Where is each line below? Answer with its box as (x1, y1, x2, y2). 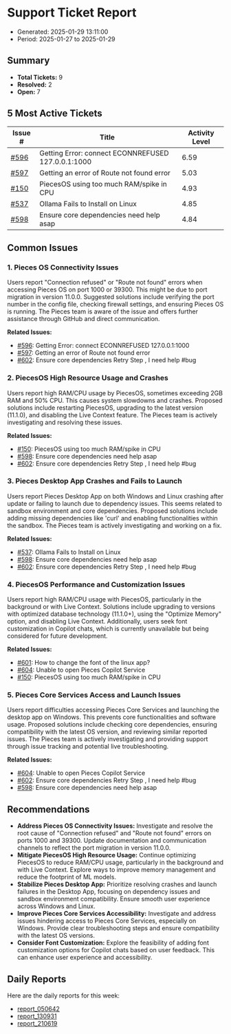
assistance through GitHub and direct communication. (7, 315, 160, 323)
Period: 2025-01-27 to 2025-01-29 (16, 34, 115, 43)
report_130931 (16, 1012, 57, 1020)
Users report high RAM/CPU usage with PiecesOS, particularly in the (7, 595, 201, 604)
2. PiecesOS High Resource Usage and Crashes (7, 373, 168, 383)
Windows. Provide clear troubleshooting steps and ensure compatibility (16, 924, 220, 932)
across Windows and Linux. (16, 902, 96, 910)
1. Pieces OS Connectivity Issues (7, 263, 119, 272)
